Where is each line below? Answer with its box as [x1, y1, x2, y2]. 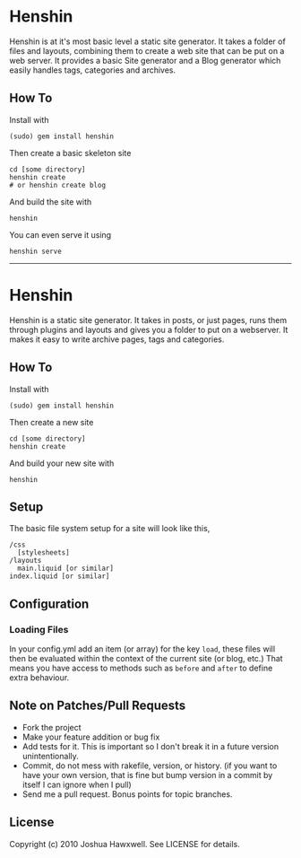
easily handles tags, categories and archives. [9, 65, 176, 75]
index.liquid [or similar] [9, 572, 110, 581]
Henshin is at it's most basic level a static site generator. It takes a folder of [9, 36, 287, 47]
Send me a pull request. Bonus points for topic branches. [21, 788, 233, 800]
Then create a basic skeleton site [9, 147, 132, 158]
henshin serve [9, 247, 63, 256]
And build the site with [9, 196, 92, 207]
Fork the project [21, 722, 82, 732]
